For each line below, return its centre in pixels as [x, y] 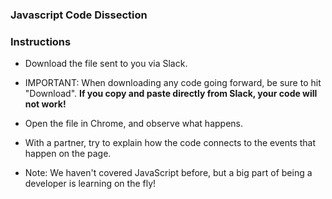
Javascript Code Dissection [79, 15]
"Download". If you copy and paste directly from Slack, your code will [171, 94]
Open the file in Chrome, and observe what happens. [133, 124]
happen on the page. [68, 154]
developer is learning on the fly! [90, 184]
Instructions [41, 41]
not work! [45, 104]
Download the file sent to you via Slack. [106, 64]
